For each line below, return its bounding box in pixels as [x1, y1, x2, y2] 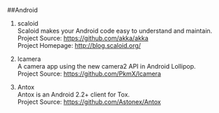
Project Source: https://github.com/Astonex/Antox [17, 98, 162, 106]
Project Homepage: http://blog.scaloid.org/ [17, 42, 142, 49]
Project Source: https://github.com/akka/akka [17, 34, 149, 42]
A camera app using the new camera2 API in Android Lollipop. [17, 62, 197, 70]
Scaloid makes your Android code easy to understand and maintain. [17, 27, 213, 35]
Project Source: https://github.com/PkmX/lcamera [17, 69, 162, 78]
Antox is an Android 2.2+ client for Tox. [17, 90, 130, 98]
